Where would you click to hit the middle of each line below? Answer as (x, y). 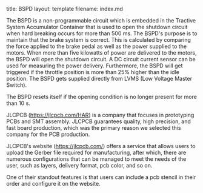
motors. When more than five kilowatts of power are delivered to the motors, (101, 53)
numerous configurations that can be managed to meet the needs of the (96, 159)
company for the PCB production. (48, 134)
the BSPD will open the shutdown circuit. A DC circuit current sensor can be (101, 59)
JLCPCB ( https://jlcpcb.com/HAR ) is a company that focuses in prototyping (100, 115)
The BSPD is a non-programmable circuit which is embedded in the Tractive (101, 20)
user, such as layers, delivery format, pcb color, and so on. (79, 165)
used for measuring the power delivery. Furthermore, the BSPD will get (95, 66)
